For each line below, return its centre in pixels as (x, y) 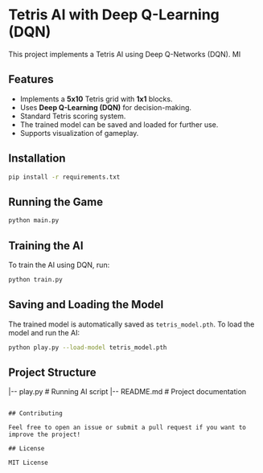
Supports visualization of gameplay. (79, 133)
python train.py (35, 279)
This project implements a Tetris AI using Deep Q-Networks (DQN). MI (125, 54)
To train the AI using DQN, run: (59, 265)
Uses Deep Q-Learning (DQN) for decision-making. (105, 107)
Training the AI (46, 246)
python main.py (34, 220)
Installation (37, 158)
